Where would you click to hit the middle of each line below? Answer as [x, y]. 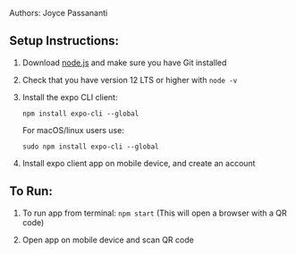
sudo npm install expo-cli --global [90, 147]
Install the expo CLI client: [70, 97]
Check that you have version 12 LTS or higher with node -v [130, 80]
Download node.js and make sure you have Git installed [124, 63]
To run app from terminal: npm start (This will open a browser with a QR [155, 213]
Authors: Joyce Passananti [59, 13]
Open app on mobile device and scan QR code [108, 240]
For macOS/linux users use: [73, 130]
